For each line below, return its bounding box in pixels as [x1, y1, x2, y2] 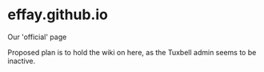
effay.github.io [7, 6, 109, 24]
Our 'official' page [7, 32, 67, 42]
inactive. [7, 56, 36, 66]
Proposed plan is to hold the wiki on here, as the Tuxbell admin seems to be [7, 47, 257, 57]
